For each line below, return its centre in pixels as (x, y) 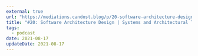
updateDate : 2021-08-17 (35, 44)
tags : (13, 28)
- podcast (23, 33)
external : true (25, 11)
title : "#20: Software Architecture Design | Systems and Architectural (97, 22)
